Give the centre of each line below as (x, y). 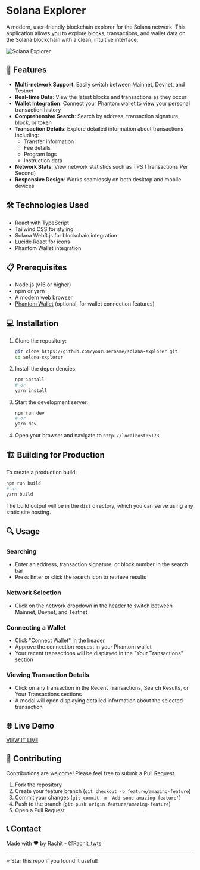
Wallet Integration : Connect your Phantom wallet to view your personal (102, 103)
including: (27, 135)
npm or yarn (30, 291)
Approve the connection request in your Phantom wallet (83, 647)
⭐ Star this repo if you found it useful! (52, 860)
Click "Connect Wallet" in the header (60, 640)
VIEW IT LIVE (22, 740)
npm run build (24, 483)
